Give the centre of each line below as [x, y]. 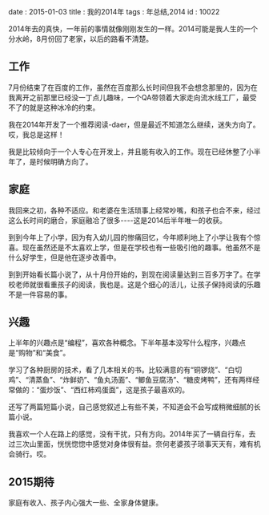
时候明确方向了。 [64, 161]
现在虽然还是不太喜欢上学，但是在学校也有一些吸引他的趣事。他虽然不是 [141, 247]
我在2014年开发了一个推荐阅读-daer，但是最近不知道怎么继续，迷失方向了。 [134, 124]
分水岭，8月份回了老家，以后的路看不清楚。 [81, 39]
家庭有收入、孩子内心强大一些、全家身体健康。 [85, 503]
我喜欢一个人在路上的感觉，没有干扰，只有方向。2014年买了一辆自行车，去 [132, 434]
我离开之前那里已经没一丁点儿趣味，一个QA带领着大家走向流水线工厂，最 [129, 97]
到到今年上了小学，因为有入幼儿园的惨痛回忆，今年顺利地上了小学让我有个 [131, 237]
